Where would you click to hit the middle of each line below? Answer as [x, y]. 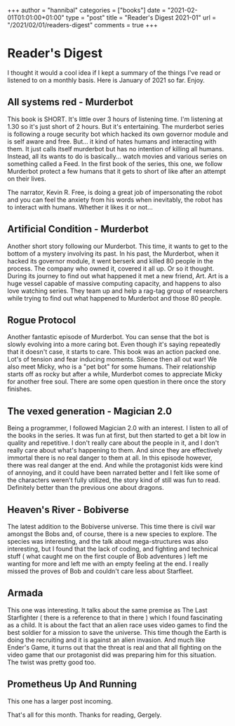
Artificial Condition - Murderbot [78, 230]
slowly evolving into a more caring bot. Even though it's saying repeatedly [114, 344]
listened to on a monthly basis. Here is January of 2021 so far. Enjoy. [106, 80]
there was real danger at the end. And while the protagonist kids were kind [115, 465]
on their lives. [27, 179]
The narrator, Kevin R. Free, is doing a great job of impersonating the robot [115, 192]
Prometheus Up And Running [72, 684]
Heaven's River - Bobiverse [68, 510]
